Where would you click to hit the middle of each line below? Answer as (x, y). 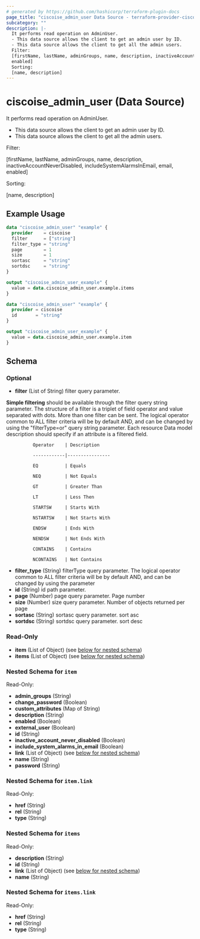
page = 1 (32, 250)
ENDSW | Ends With (63, 528)
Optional (19, 378)
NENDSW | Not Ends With (69, 539)
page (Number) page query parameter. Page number (80, 596)
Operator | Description (66, 445)
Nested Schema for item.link (49, 781)
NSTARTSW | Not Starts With (71, 518)
